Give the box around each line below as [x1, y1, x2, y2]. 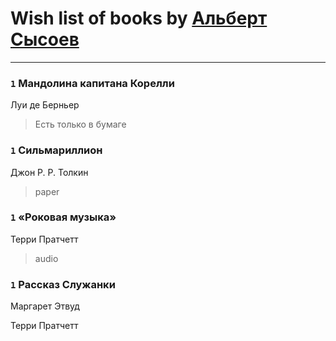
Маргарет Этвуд [10, 300, 80, 312]
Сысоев [10, 28, 80, 51]
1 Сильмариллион [10, 143, 103, 157]
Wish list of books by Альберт [10, 7, 268, 30]
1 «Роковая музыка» [10, 210, 117, 224]
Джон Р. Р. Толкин [10, 166, 89, 178]
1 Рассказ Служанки [10, 277, 116, 291]
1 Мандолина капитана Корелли [10, 76, 175, 90]
